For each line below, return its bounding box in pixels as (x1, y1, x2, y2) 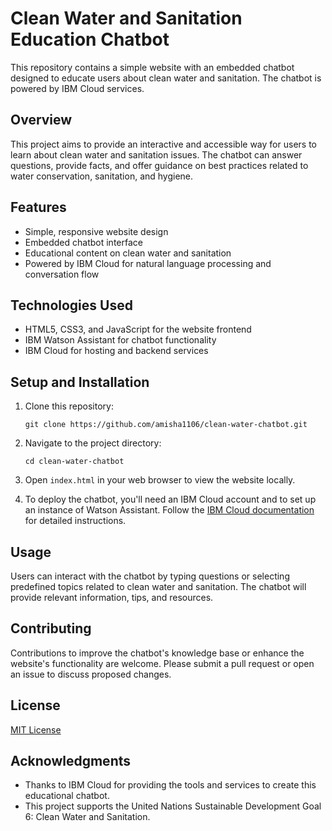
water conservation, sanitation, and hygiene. (10, 170, 194, 182)
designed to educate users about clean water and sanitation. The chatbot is (10, 72, 322, 84)
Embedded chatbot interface (24, 236, 143, 248)
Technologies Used (10, 297, 133, 314)
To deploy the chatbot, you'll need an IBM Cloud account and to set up (24, 493, 317, 506)
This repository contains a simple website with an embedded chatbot (10, 61, 295, 73)
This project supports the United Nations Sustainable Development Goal (24, 800, 322, 812)
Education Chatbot (10, 28, 170, 51)
